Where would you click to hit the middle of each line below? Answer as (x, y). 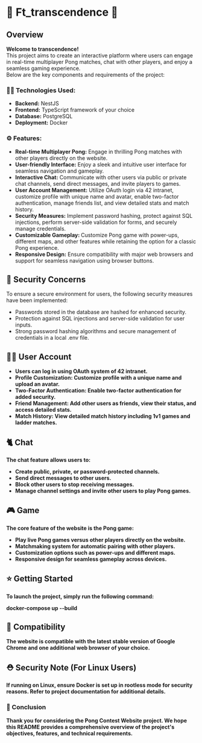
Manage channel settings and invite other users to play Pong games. (103, 491)
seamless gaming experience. (43, 68)
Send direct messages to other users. (63, 478)
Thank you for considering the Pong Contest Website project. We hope (97, 720)
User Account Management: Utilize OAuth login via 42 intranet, (94, 190)
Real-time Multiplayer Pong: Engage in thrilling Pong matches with (98, 151)
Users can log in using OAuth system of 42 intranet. (81, 371)
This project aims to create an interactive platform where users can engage (99, 56)
